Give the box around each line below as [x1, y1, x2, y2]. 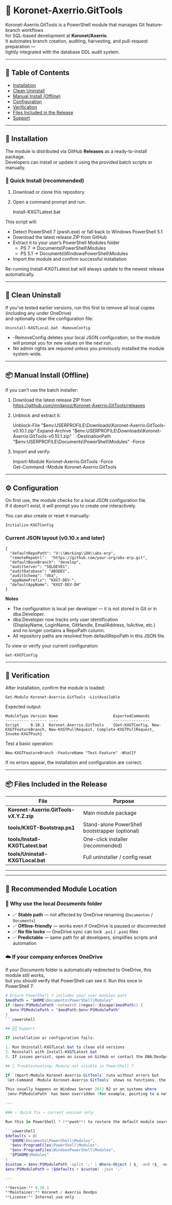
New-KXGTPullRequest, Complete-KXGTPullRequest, [49, 727, 155, 732]
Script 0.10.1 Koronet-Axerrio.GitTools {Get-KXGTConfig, [5, 722, 150, 728]
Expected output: [5, 704, 42, 710]
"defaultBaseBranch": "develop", [10, 559, 81, 565]
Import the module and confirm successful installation [12, 256, 127, 262]
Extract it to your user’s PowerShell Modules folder [12, 239, 120, 246]
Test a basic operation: [5, 740, 54, 747]
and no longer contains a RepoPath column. [12, 627, 105, 633]
